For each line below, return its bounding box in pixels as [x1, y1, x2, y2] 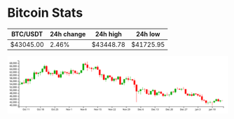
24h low [135, 30, 160, 38]
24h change [50, 30, 86, 38]
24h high [95, 30, 123, 38]
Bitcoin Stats [7, 5, 83, 21]
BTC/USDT [11, 30, 43, 38]
